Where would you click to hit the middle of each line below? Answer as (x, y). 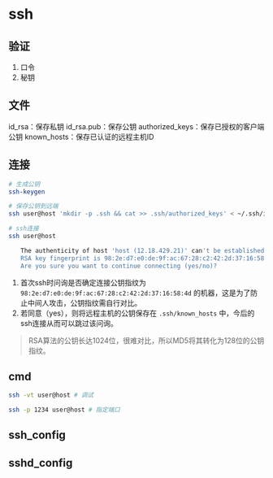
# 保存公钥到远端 (33, 206)
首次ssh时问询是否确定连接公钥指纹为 (83, 282)
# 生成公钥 (24, 184)
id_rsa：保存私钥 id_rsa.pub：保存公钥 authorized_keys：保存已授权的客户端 (136, 126)
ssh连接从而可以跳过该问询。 (69, 323)
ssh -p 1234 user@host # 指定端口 (64, 410)
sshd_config (41, 463)
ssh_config (37, 435)
